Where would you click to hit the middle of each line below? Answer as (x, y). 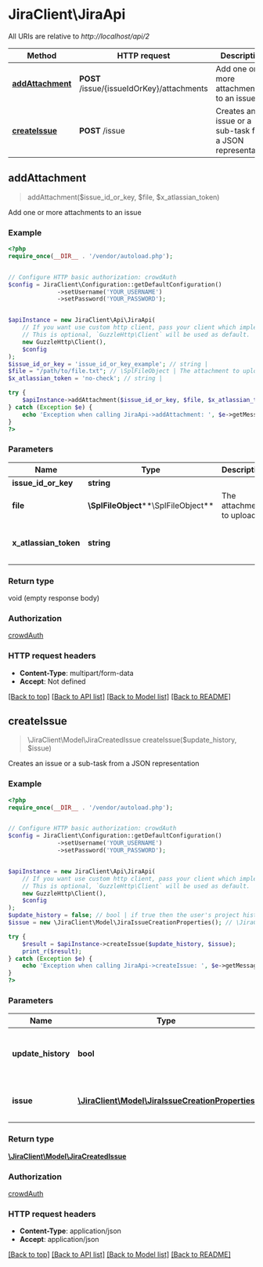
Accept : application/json (59, 1240)
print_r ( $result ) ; (52, 951)
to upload (239, 515)
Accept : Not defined (52, 681)
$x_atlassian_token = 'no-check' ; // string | (85, 378)
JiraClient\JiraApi (67, 15)
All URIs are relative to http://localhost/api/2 (79, 36)
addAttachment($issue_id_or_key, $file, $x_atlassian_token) (123, 197)
